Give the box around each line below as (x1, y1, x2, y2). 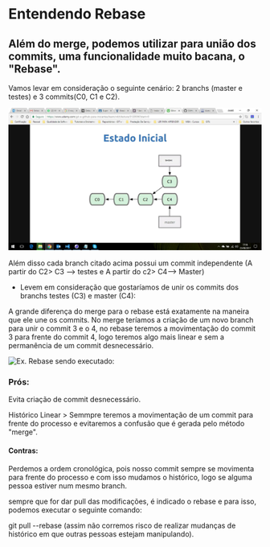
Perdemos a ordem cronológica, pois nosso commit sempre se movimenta (8, 463, 255, 473)
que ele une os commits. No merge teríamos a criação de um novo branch (8, 315, 254, 324)
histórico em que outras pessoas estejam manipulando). (8, 528, 194, 539)
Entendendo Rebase (8, 5, 146, 23)
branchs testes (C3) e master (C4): (19, 291, 137, 300)
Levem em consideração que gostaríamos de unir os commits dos (19, 282, 239, 292)
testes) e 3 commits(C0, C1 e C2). (8, 92, 121, 101)
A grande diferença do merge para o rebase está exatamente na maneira (8, 306, 250, 316)
